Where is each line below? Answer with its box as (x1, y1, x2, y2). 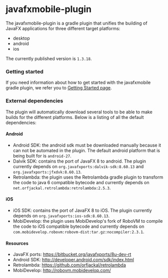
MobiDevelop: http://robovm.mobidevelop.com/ (12, 267, 111, 273)
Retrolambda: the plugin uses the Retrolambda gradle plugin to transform (12, 174, 163, 180)
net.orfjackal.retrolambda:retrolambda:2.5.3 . (12, 185, 111, 191)
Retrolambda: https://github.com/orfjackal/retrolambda (12, 262, 126, 268)
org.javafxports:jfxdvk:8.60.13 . (12, 169, 82, 175)
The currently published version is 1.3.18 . (5, 55, 92, 61)
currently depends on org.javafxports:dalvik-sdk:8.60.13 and (12, 163, 144, 169)
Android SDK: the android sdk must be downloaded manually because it (12, 142, 161, 148)
